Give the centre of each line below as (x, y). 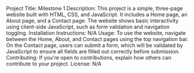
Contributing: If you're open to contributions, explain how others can (89, 58)
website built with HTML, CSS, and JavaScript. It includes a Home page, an (97, 14)
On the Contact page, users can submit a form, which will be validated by (95, 45)
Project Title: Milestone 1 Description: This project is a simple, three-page (95, 8)
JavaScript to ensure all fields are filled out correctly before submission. (93, 51)
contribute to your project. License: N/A (54, 64)
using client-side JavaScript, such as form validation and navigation (88, 27)
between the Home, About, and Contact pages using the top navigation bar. (97, 39)
